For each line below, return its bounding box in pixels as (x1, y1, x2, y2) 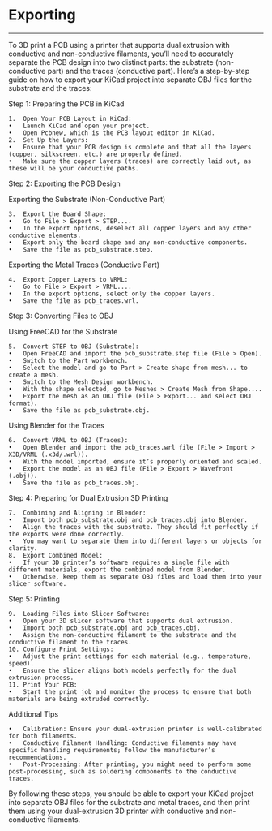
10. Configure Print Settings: (8, 645, 114, 653)
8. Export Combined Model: (8, 551, 104, 559)
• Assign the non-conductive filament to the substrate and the (8, 631, 237, 639)
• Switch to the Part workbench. (8, 356, 129, 364)
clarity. (8, 544, 38, 553)
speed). (8, 659, 35, 667)
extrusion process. (8, 674, 74, 682)
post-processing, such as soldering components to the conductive (8, 767, 237, 776)
